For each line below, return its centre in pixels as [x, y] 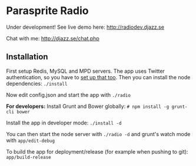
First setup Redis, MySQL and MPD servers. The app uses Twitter [85, 71]
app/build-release [29, 157]
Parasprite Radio [47, 11]
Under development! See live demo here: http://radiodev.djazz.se [85, 27]
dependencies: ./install [37, 83]
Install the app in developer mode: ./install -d [64, 123]
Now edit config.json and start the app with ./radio [69, 94]
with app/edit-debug [30, 140]
